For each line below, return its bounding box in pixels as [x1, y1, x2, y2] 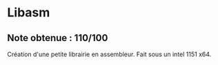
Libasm [7, 5, 50, 21]
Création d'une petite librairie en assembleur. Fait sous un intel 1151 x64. [7, 50, 212, 58]
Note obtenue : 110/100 [7, 32, 108, 44]
